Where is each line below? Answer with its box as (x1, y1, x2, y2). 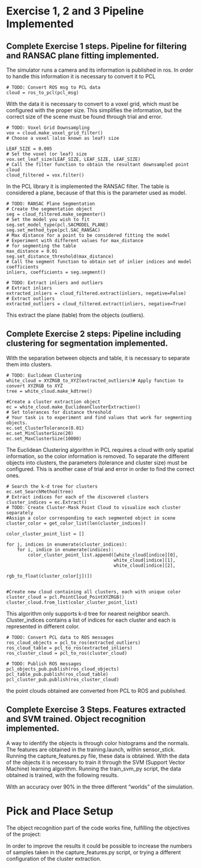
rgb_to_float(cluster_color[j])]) (6, 573, 93, 579)
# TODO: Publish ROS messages (6, 661, 82, 667)
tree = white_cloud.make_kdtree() (6, 388, 93, 394)
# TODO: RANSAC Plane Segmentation (6, 201, 95, 207)
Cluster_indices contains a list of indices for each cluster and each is (6, 616, 176, 623)
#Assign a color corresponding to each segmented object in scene (6, 515, 176, 521)
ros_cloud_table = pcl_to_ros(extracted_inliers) (6, 645, 133, 651)
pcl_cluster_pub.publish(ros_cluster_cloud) (6, 676, 119, 682)
